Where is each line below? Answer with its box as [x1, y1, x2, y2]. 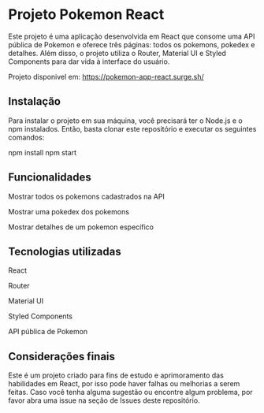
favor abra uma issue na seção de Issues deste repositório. [8, 396, 200, 405]
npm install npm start [8, 147, 77, 157]
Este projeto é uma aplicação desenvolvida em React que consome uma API [8, 32, 255, 41]
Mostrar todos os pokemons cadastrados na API [8, 192, 165, 201]
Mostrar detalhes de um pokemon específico [8, 222, 154, 232]
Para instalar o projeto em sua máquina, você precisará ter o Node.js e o [8, 116, 243, 125]
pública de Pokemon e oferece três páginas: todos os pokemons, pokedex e [8, 39, 255, 49]
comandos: [8, 132, 45, 142]
